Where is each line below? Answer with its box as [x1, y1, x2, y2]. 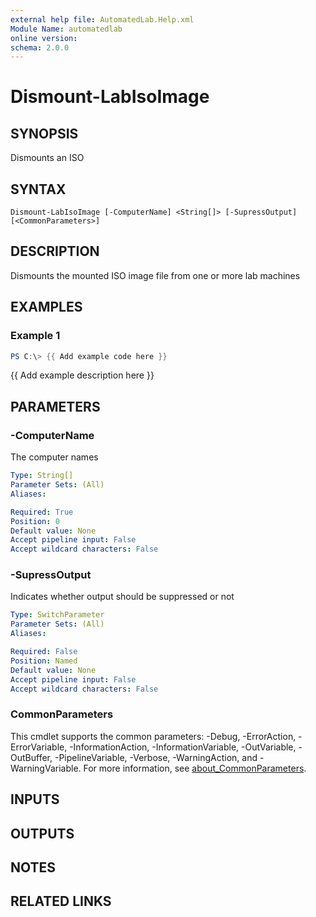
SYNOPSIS [10, 125, 79, 142]
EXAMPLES [10, 299, 83, 316]
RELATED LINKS [10, 893, 112, 910]
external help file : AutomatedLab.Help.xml [10, 14, 195, 25]
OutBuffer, [10, 751, 53, 763]
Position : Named [10, 656, 78, 666]
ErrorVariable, [10, 741, 68, 753]
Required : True [10, 507, 74, 517]
